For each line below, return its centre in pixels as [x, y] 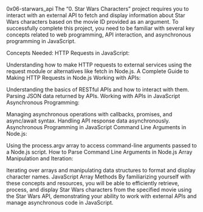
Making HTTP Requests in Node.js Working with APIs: [74, 78]
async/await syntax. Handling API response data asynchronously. [88, 121]
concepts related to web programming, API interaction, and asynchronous [99, 35]
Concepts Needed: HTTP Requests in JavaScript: [68, 53]
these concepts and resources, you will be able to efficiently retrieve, [93, 183]
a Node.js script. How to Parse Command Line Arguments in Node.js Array [99, 152]
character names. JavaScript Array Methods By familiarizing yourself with [99, 177]
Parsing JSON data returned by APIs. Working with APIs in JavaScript [93, 96]
